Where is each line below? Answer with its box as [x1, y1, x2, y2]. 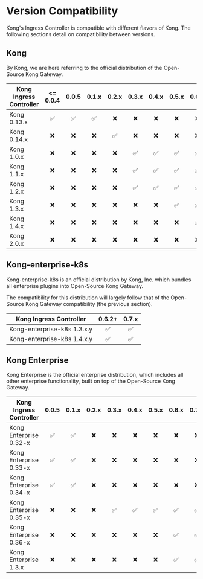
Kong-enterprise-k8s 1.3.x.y [9, 325, 93, 333]
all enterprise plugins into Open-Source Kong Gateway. [6, 282, 144, 289]
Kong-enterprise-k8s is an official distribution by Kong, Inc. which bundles [6, 276, 192, 283]
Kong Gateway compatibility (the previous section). [25, 300, 153, 307]
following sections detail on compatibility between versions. [6, 30, 155, 37]
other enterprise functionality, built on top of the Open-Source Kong [6, 377, 175, 385]
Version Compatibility [6, 4, 118, 18]
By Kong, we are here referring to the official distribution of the [6, 64, 163, 71]
